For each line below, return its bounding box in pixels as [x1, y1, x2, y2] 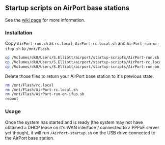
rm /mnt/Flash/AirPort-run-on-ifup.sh [5, 92, 84, 97]
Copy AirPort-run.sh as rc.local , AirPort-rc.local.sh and [5, 40, 126, 46]
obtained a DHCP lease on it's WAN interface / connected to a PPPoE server [5, 124, 160, 130]
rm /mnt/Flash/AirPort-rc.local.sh [5, 87, 78, 92]
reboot [5, 96, 19, 101]
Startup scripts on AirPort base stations [5, 4, 130, 12]
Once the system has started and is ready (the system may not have [5, 119, 143, 125]
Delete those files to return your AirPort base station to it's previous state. [5, 73, 154, 79]
